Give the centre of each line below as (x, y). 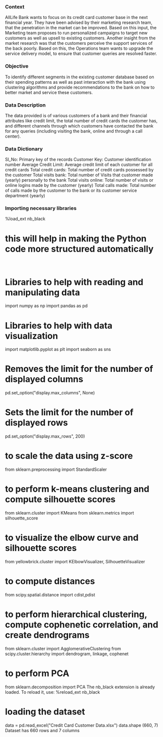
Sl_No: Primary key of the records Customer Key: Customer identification (78, 160)
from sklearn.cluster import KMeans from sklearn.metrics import (70, 513)
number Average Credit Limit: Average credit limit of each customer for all (79, 165)
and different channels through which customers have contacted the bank (79, 126)
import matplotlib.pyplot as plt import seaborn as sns (58, 350)
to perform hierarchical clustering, (76, 615)
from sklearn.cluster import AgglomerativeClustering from (63, 648)
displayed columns (44, 379)
